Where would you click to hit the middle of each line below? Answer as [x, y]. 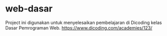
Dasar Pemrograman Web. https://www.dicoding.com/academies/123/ [79, 27]
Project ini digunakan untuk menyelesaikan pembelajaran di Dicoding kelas [83, 22]
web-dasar [29, 9]
